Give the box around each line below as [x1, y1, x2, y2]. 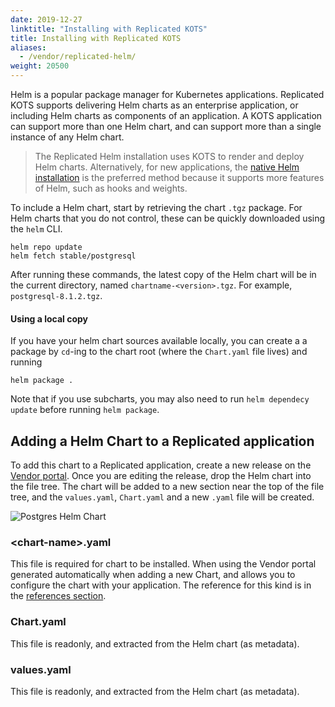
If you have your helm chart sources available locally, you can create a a [10, 335, 308, 347]
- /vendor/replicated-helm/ [19, 52, 137, 62]
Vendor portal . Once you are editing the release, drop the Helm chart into [10, 470, 312, 482]
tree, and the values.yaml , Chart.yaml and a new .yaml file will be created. [10, 491, 315, 503]
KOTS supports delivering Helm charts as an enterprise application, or [10, 99, 299, 111]
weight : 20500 [10, 61, 70, 71]
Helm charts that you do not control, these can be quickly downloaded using [10, 212, 326, 224]
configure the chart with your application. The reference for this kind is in [10, 579, 312, 591]
